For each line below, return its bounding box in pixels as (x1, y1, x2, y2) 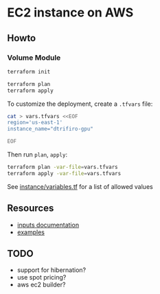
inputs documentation (16, 220, 80, 229)
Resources (7, 203, 54, 214)
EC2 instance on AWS (7, 5, 134, 21)
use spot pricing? (16, 273, 67, 282)
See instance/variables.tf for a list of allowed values (7, 182, 153, 190)
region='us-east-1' (7, 119, 63, 126)
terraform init (7, 68, 51, 75)
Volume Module (7, 53, 61, 63)
